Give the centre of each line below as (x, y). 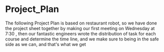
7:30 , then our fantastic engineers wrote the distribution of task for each (80, 33)
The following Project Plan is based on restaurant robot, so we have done (81, 23)
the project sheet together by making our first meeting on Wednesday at (80, 28)
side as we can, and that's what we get (46, 44)
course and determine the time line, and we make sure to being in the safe (82, 39)
